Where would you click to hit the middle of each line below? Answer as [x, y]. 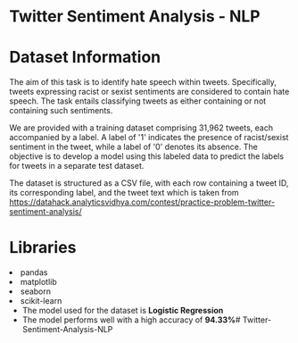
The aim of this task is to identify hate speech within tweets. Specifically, [143, 82]
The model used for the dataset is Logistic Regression [123, 311]
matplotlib [39, 282]
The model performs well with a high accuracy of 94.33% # [131, 320]
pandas [34, 272]
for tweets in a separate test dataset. [77, 166]
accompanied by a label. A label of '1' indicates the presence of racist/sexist [149, 138]
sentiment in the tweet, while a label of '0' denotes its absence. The [134, 147]
